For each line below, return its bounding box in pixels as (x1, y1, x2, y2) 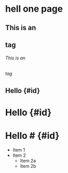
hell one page (5, 3, 63, 15)
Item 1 (12, 147, 25, 153)
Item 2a (20, 157, 36, 163)
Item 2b (20, 163, 36, 169)
